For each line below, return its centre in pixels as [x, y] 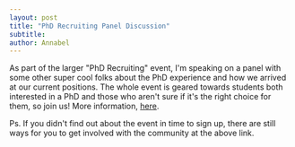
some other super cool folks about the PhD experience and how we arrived [148, 78]
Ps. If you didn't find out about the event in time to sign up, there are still [143, 124]
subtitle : [28, 34]
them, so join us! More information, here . [84, 106]
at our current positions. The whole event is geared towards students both [147, 87]
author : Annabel [39, 43]
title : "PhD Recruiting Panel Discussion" [90, 26]
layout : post [34, 17]
